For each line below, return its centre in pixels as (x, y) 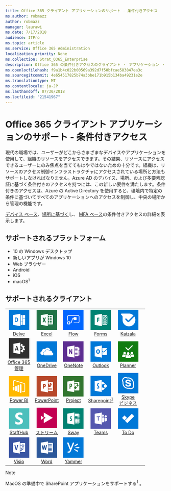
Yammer (74, 461)
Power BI (19, 400)
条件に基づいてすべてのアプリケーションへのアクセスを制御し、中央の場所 (83, 197)
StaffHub (19, 432)
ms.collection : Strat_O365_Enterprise (46, 59)
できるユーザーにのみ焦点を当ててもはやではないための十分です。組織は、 (83, 165)
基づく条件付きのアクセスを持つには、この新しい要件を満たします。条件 (90, 184)
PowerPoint (47, 400)
